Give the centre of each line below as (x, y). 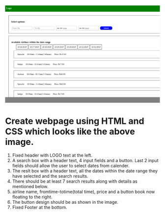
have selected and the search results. (50, 176)
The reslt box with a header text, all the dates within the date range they (85, 171)
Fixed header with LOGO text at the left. (52, 155)
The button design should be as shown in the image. (65, 202)
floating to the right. (32, 197)
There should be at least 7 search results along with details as (75, 181)
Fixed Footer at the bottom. (40, 207)
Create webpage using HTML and (75, 121)
